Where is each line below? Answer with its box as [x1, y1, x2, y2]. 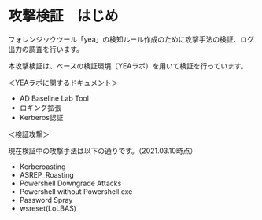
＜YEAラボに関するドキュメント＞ [8, 78, 119, 87]
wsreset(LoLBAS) [19, 203, 77, 213]
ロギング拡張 [19, 103, 61, 112]
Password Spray [19, 195, 73, 204]
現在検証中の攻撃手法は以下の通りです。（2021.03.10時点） [8, 146, 197, 156]
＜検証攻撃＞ [8, 129, 50, 138]
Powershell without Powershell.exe [19, 186, 133, 196]
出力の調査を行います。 [8, 44, 84, 53]
